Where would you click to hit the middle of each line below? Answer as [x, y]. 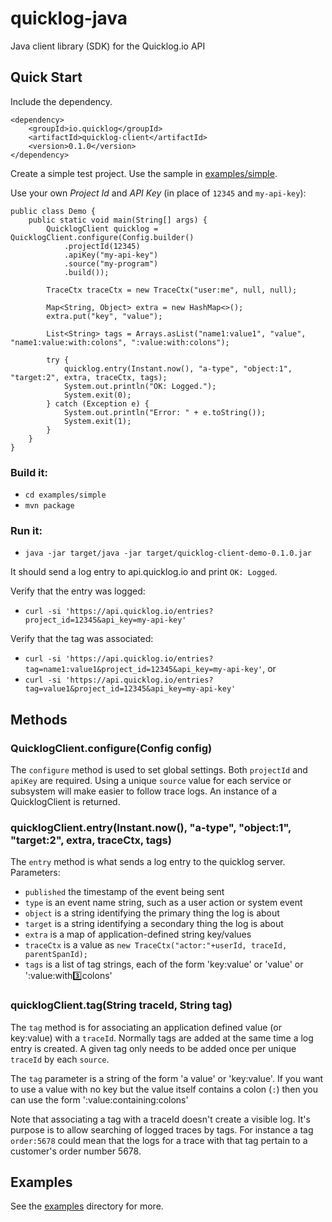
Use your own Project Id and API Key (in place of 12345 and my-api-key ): [158, 193]
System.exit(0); [97, 395]
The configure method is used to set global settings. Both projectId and [159, 770]
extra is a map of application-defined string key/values [138, 934]
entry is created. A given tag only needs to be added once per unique [153, 1048]
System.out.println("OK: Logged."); [140, 386]
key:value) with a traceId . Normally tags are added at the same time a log [162, 1038]
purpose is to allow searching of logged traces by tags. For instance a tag [162, 1129]
